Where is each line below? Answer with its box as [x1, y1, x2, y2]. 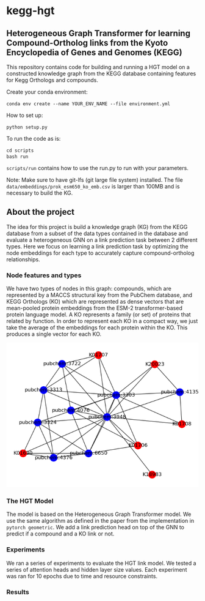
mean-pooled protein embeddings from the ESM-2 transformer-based [6, 304, 183, 312]
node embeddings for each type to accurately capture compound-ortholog [6, 249, 195, 256]
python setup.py [6, 124, 48, 130]
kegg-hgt [6, 4, 55, 18]
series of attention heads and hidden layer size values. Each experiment [6, 566, 187, 573]
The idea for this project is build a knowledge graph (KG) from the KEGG [6, 223, 188, 230]
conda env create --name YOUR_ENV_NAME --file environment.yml [6, 101, 171, 107]
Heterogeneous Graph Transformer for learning [6, 28, 191, 39]
